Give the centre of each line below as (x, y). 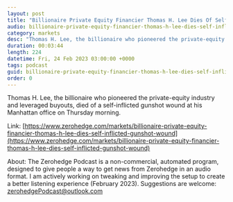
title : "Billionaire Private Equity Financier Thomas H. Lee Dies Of (110, 20)
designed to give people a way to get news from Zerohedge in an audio (109, 169)
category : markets (34, 33)
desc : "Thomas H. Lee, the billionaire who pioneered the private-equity (116, 40)
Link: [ (16, 126)
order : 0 (20, 78)
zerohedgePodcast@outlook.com (55, 191)
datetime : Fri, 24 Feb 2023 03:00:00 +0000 (71, 59)
